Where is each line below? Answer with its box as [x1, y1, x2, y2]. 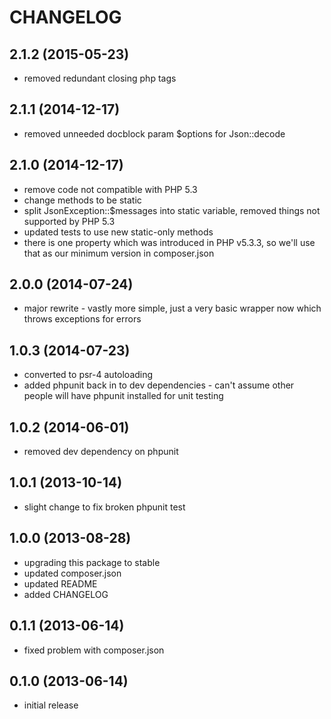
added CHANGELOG [23, 588, 109, 600]
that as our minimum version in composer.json [23, 247, 215, 259]
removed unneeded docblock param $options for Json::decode [23, 127, 286, 140]
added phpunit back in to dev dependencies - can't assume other [23, 379, 295, 391]
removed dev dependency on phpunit [23, 446, 179, 458]
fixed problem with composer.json [23, 644, 165, 656]
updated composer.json [23, 567, 122, 579]
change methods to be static [23, 194, 142, 206]
